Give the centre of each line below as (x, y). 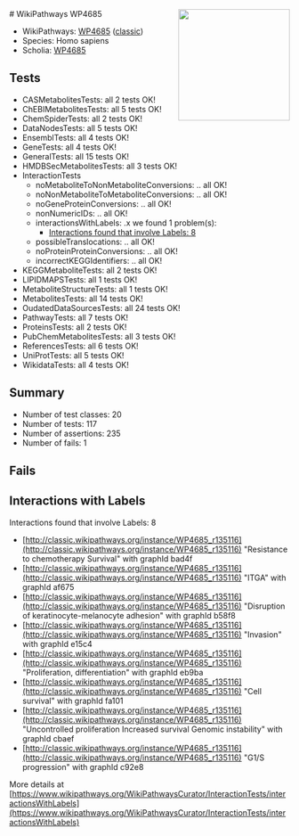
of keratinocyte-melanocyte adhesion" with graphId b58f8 (129, 615)
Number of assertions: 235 (72, 433)
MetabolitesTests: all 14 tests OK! (83, 299)
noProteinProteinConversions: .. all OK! (106, 251)
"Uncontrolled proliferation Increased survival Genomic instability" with (152, 729)
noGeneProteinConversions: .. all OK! (103, 203)
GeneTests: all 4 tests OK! (69, 147)
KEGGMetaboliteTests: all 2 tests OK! (89, 270)
